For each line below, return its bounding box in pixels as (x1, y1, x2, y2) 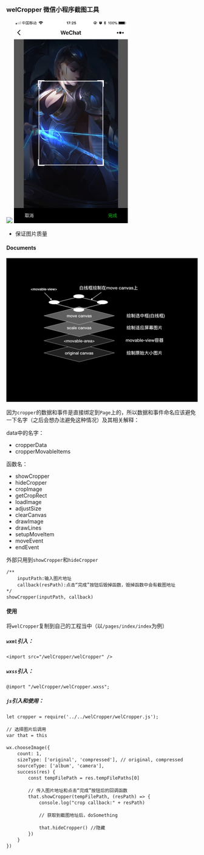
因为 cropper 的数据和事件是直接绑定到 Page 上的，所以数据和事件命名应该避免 (6, 409, 196, 416)
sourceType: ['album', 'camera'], (17, 763, 104, 769)
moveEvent (15, 537, 44, 544)
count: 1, (17, 750, 42, 756)
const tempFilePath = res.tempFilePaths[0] (28, 775, 140, 781)
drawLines (15, 524, 42, 531)
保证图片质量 (15, 230, 47, 237)
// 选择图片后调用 (6, 726, 47, 732)
